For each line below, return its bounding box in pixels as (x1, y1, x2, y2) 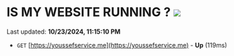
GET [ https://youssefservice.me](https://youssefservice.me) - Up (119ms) (16, 41, 228, 49)
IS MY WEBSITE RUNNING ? (6, 4, 171, 20)
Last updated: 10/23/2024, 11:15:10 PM (6, 27, 121, 36)
